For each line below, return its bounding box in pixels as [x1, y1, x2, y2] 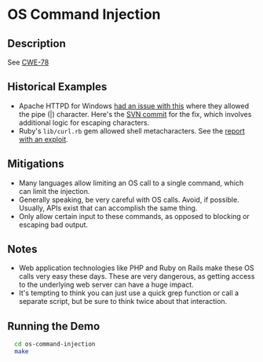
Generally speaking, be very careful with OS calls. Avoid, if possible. [18, 195, 240, 204]
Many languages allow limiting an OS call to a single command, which [18, 178, 244, 188]
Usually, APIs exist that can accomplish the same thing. [18, 203, 198, 213]
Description [7, 37, 66, 50]
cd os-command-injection [14, 340, 96, 349]
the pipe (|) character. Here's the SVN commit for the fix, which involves [18, 109, 252, 119]
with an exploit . [18, 134, 68, 144]
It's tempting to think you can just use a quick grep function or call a [18, 288, 239, 298]
